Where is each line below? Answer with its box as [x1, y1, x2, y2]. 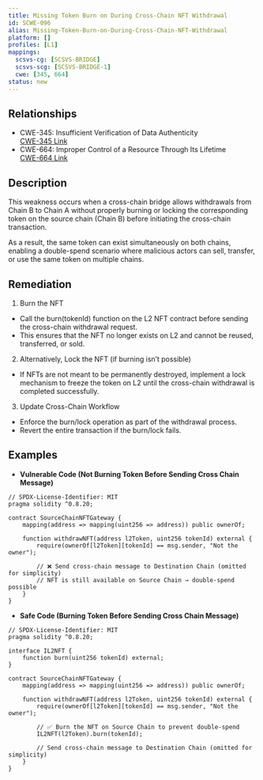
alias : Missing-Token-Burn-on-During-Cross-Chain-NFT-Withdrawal [8, 26, 227, 34]
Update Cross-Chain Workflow [19, 401, 120, 411]
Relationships [8, 107, 77, 120]
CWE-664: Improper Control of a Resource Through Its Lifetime [19, 145, 227, 154]
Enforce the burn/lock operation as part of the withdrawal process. [19, 417, 237, 426]
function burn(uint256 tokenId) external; [22, 653, 164, 661]
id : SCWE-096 [8, 19, 51, 27]
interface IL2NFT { [8, 646, 73, 655]
